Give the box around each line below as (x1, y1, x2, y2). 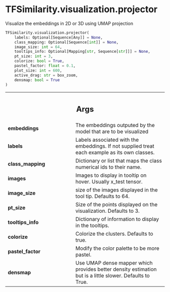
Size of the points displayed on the (75, 201, 158, 208)
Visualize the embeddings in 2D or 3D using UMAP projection (5, 20, 133, 26)
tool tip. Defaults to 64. (75, 192, 130, 200)
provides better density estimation (75, 266, 157, 273)
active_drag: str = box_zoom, (14, 73, 78, 78)
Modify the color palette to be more (75, 245, 159, 252)
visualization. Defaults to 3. (75, 207, 140, 214)
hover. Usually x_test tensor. (75, 178, 143, 185)
